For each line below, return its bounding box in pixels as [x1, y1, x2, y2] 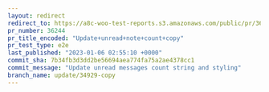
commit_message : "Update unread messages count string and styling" [7, 64, 242, 72]
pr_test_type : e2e [7, 42, 69, 50]
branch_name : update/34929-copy [7, 71, 116, 79]
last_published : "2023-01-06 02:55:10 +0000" [7, 49, 162, 57]
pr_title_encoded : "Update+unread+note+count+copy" [7, 34, 184, 42]
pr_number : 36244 [7, 26, 66, 34]
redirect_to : [7, 19, 51, 27]
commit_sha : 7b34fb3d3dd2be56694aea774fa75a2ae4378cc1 [7, 57, 195, 65]
